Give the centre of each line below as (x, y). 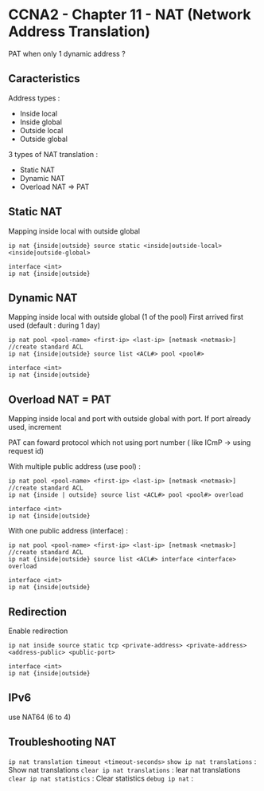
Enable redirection (38, 631)
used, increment (35, 427)
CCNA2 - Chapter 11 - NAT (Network (130, 15)
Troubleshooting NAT (62, 742)
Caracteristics (45, 79)
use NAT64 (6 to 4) (40, 717)
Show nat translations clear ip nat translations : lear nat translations (124, 769)
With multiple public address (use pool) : (74, 466)
